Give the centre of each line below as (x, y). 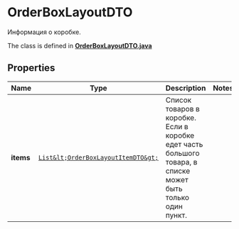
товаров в (183, 108)
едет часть (184, 144)
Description (186, 88)
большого (182, 153)
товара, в (181, 162)
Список (179, 100)
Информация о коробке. (44, 32)
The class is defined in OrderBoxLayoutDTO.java (80, 45)
